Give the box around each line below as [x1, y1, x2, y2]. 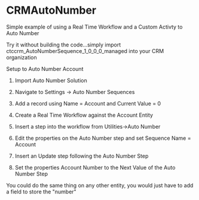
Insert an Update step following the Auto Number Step [14, 152, 149, 160]
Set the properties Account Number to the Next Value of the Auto [14, 164, 176, 171]
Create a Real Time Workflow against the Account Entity [14, 111, 154, 118]
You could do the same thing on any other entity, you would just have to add [6, 182, 194, 189]
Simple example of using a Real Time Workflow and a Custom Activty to [6, 23, 183, 30]
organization [6, 54, 37, 61]
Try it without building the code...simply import [6, 41, 121, 48]
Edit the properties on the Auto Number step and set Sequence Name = [14, 135, 191, 142]
